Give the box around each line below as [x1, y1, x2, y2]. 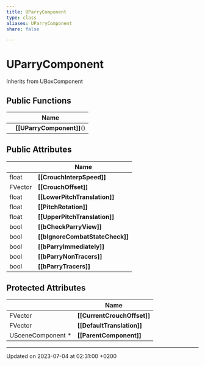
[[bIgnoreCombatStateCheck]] [37, 232, 129, 241]
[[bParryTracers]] [37, 262, 90, 270]
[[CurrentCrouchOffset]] [77, 311, 151, 320]
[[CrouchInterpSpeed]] [37, 173, 107, 181]
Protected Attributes [6, 283, 86, 293]
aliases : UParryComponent [6, 20, 72, 26]
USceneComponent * [9, 331, 72, 339]
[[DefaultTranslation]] [77, 321, 142, 329]
